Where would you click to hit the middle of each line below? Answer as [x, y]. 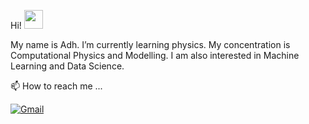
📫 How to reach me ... [56, 86]
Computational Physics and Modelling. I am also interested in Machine [155, 55]
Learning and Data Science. [67, 66]
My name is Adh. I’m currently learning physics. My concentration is [150, 44]
